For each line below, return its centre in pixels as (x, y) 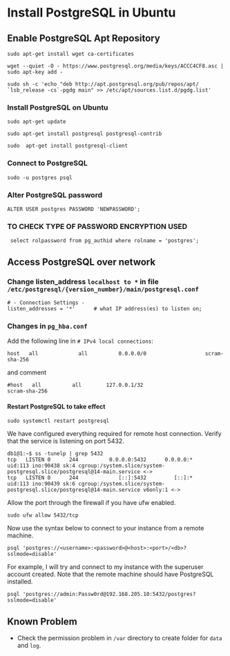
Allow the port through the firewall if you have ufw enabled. (92, 503)
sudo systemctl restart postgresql (58, 421)
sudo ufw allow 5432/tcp (43, 515)
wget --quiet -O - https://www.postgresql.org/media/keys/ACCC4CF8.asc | (116, 66)
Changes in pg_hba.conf (47, 326)
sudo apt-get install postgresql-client (68, 146)
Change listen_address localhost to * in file (83, 281)
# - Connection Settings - (46, 302)
